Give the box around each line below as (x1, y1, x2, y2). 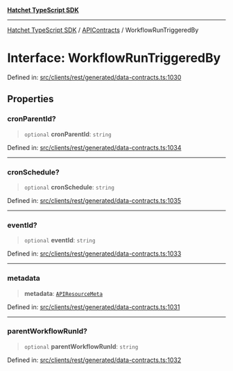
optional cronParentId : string (24, 130, 112, 138)
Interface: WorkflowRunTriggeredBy (7, 50, 221, 66)
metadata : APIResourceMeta (24, 289, 103, 297)
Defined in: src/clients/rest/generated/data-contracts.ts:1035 (7, 196, 182, 204)
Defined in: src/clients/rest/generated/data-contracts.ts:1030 (7, 73, 182, 81)
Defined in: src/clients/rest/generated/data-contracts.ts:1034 (7, 143, 182, 151)
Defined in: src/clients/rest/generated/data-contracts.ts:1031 (7, 302, 180, 311)
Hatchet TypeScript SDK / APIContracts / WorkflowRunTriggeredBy (7, 26, 199, 34)
